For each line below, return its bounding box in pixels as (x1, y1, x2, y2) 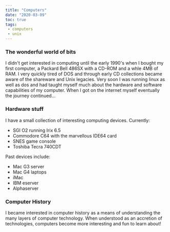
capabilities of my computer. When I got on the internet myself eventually (5, 87, 160, 93)
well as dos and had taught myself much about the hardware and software (5, 82, 162, 88)
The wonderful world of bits (5, 48, 76, 55)
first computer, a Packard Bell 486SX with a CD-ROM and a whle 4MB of (5, 65, 159, 72)
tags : (5, 22, 17, 27)
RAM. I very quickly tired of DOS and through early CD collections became (5, 71, 162, 77)
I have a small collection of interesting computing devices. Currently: (5, 117, 150, 123)
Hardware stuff (5, 106, 44, 113)
